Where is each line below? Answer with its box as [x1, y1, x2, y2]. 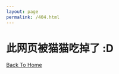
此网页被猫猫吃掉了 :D [6, 41, 114, 55]
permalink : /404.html [6, 14, 60, 20]
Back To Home [6, 62, 43, 69]
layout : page [6, 8, 39, 15]
